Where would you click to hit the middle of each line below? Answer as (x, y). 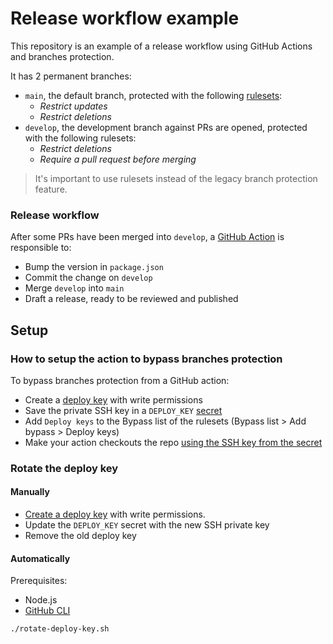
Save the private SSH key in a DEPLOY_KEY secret (123, 410)
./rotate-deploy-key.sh (60, 629)
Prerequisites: (39, 581)
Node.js (41, 600)
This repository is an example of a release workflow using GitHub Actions (161, 46)
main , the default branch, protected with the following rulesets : (153, 95)
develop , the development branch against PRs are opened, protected (166, 127)
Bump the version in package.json (94, 267)
